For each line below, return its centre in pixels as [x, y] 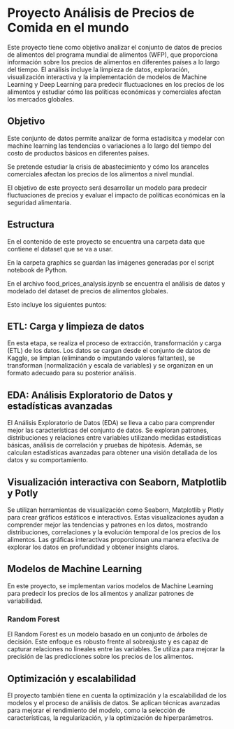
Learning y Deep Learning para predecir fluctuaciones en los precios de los [116, 84]
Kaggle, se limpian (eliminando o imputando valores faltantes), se [101, 358]
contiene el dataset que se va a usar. [60, 249]
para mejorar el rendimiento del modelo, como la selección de [96, 710]
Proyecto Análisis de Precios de [101, 13]
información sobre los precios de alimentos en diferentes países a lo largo [114, 62]
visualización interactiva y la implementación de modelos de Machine [107, 77]
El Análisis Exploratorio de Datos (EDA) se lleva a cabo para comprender [111, 423]
